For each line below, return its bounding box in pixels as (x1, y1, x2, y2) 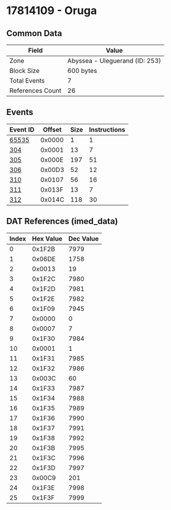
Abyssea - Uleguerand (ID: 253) (67, 56, 161, 65)
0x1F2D (32, 284, 56, 293)
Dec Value (68, 234, 99, 242)
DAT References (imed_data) (6, 216, 118, 227)
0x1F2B (32, 244, 55, 253)
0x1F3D (32, 463, 56, 472)
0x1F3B (32, 443, 55, 452)
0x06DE (32, 255, 56, 263)
